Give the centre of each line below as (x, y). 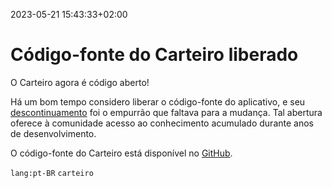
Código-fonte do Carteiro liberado (154, 55)
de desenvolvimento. (53, 133)
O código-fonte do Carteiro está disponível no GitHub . (121, 153)
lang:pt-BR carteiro (52, 173)
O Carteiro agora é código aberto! (80, 82)
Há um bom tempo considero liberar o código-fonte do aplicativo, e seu (158, 101)
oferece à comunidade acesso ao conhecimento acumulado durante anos (162, 123)
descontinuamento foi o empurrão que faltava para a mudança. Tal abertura (166, 112)
